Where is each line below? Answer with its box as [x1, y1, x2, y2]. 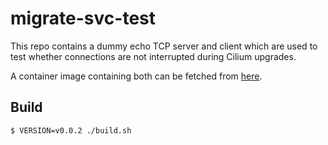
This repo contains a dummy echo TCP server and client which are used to [10, 40, 318, 52]
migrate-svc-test [10, 7, 156, 30]
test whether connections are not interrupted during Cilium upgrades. [10, 50, 297, 62]
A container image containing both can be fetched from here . [10, 70, 263, 82]
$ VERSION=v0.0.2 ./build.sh [10, 125, 132, 136]
